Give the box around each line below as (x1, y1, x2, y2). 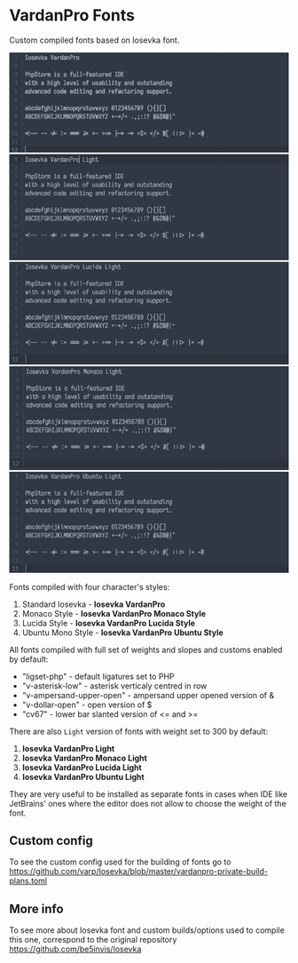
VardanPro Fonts (9, 5, 136, 26)
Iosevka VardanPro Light (21, 743, 115, 753)
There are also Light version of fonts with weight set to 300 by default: (9, 726, 269, 736)
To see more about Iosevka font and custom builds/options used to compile (9, 925, 286, 935)
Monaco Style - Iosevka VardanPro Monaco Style (21, 608, 207, 618)
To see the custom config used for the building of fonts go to (9, 856, 231, 867)
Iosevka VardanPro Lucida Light (21, 761, 142, 773)
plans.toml (9, 876, 48, 887)
